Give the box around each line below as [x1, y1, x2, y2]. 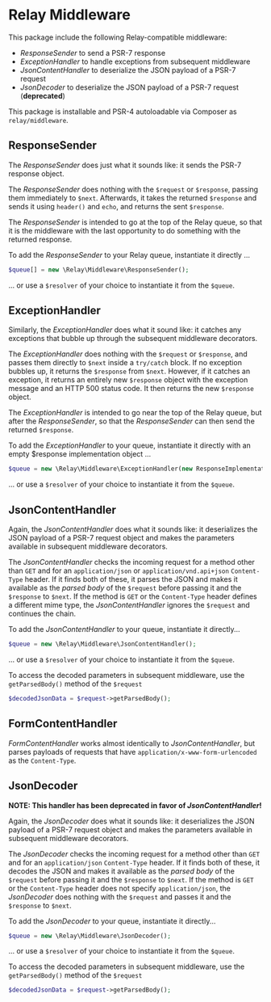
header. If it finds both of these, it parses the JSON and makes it [24, 575, 238, 584]
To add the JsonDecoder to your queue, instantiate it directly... [8, 916, 216, 926]
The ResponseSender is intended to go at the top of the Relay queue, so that [8, 217, 263, 227]
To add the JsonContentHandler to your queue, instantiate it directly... [8, 625, 240, 634]
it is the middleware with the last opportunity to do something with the [8, 225, 241, 235]
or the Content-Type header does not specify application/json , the [8, 883, 231, 893]
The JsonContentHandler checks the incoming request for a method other [8, 558, 256, 567]
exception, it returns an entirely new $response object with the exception [8, 375, 248, 385]
